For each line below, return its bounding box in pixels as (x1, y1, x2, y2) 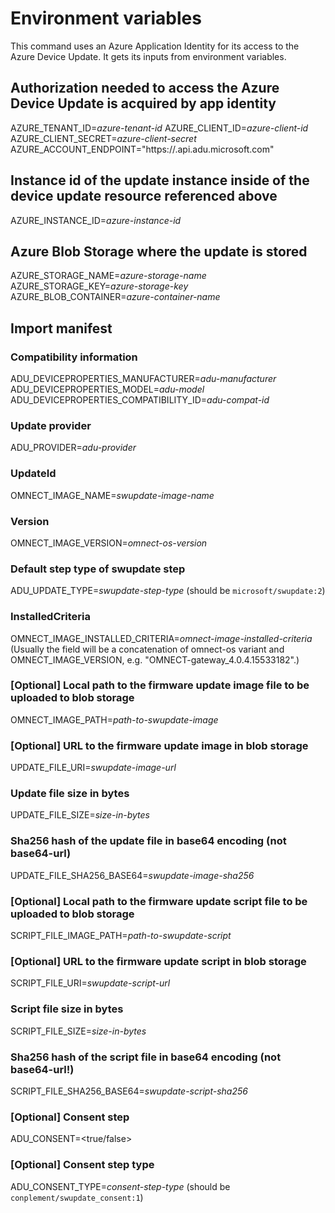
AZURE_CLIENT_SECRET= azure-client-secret (10, 132, 197, 144)
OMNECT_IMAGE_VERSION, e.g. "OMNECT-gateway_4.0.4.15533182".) (10, 653, 300, 666)
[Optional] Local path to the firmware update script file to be (10, 894, 308, 908)
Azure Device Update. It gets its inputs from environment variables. (10, 50, 287, 62)
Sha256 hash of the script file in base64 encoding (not (10, 1050, 282, 1064)
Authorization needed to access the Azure (10, 80, 280, 97)
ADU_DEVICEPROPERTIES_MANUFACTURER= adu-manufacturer (10, 373, 277, 385)
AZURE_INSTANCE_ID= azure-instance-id (10, 214, 182, 226)
